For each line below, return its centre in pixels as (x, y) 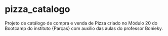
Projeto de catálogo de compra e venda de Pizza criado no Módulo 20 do (81, 23)
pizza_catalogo (37, 9)
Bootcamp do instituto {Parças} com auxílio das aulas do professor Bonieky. (84, 28)
